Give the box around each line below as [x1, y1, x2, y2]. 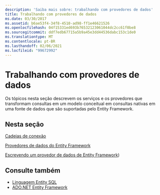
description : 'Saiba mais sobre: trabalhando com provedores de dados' [5, 7, 153, 12]
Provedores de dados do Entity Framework [5, 143, 91, 149]
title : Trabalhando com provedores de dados [5, 12, 97, 17]
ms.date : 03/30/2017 [5, 16, 47, 21]
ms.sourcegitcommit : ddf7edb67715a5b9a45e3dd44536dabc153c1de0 [5, 30, 136, 35]
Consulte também [5, 166, 61, 174]
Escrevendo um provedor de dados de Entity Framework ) [5, 152, 120, 158]
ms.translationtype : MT [5, 35, 53, 40]
